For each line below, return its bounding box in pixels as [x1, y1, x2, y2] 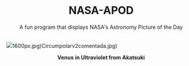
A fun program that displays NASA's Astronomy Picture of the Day [19, 23, 183, 31]
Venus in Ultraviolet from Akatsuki [57, 53, 146, 61]
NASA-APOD [68, 4, 134, 17]
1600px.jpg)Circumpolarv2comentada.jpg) [12, 42, 117, 49]
